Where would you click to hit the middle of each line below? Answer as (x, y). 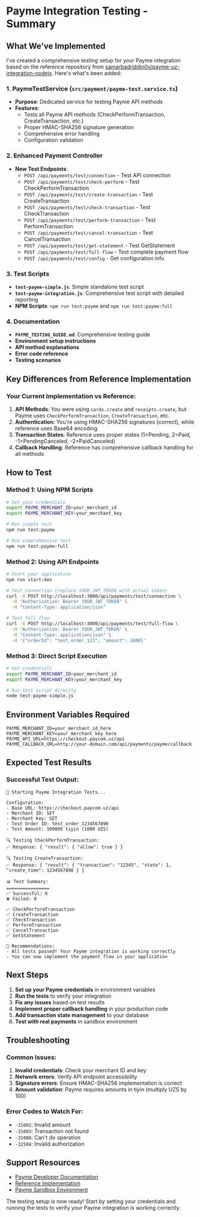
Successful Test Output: (43, 780)
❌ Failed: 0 (22, 899)
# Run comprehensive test (38, 541)
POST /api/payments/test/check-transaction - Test (87, 207)
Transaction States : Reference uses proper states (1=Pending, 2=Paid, (103, 434)
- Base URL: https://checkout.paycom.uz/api (63, 808)
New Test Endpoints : (41, 169)
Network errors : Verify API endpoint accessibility (76, 1077)
